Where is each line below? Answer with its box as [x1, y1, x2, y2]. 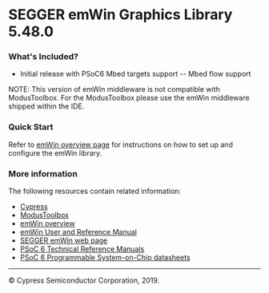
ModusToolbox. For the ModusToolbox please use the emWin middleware [8, 93, 250, 103]
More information [8, 168, 78, 179]
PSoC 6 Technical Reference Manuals [19, 244, 145, 254]
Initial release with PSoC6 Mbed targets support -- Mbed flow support [19, 69, 251, 79]
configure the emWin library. [8, 148, 102, 157]
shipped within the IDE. [8, 101, 85, 111]
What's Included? [8, 51, 78, 62]
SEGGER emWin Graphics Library [8, 6, 233, 24]
